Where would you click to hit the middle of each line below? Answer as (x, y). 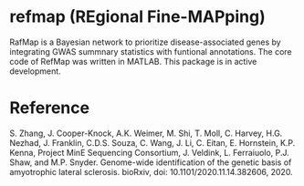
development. (35, 71)
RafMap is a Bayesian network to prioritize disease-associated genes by (145, 42)
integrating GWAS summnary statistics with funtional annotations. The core (151, 51)
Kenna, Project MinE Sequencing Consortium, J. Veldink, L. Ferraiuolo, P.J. (149, 152)
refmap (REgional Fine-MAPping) (138, 17)
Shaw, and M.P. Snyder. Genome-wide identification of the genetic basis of (151, 162)
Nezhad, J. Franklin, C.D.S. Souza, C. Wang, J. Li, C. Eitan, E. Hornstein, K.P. (152, 142)
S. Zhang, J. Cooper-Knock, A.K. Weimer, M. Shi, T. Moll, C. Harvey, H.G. (146, 133)
